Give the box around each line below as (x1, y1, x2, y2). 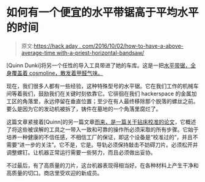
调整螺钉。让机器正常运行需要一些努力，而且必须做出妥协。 (6, 148, 156, 156)
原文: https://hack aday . (21, 42, 81, 49)
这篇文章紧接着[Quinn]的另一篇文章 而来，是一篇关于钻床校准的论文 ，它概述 (6, 118, 196, 125)
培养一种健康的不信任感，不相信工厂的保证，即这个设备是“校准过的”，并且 (6, 133, 193, 140)
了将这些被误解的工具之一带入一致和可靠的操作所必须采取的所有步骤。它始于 (6, 126, 199, 133)
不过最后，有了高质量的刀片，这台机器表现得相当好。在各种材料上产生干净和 (6, 161, 199, 169)
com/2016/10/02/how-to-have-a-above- (82, 42, 184, 49)
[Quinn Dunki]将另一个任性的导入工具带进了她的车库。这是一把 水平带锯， (6, 62, 191, 69)
